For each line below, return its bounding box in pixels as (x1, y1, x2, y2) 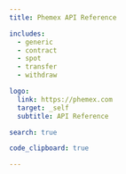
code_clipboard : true (9, 144, 90, 153)
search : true (9, 128, 58, 137)
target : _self (17, 104, 69, 112)
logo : (9, 87, 29, 95)
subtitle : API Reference (17, 112, 109, 120)
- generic (17, 37, 53, 46)
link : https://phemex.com (17, 95, 114, 104)
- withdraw (17, 70, 58, 80)
